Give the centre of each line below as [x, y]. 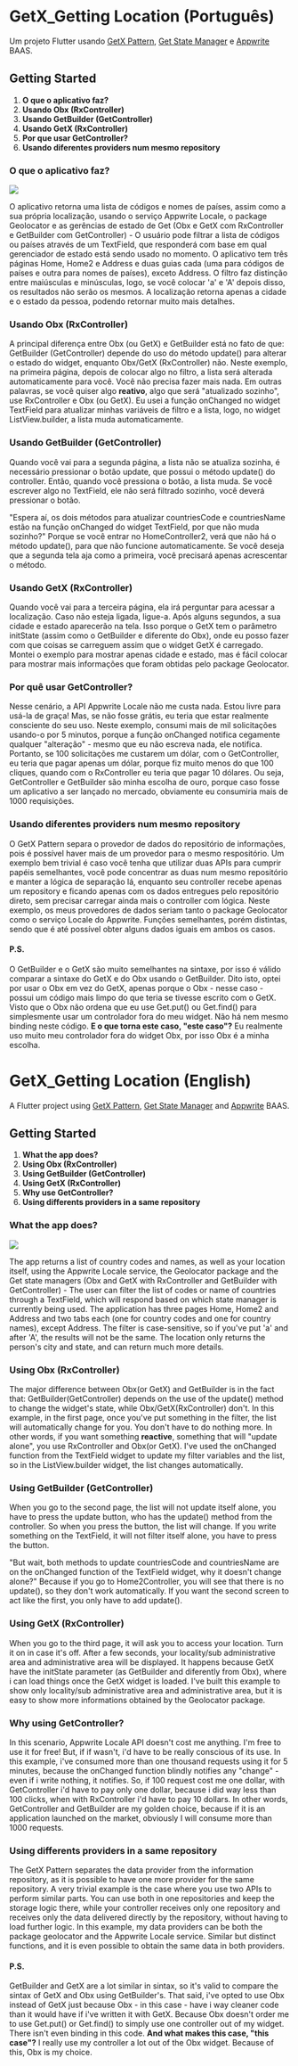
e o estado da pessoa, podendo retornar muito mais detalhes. [122, 301]
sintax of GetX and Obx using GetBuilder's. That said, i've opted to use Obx [147, 1996]
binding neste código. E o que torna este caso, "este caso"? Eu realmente [146, 1026]
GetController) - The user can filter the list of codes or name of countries [143, 1290]
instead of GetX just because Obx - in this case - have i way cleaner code [144, 2005]
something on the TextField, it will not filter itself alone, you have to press [143, 1536]
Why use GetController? [68, 1193]
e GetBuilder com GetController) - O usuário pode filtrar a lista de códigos [145, 235]
